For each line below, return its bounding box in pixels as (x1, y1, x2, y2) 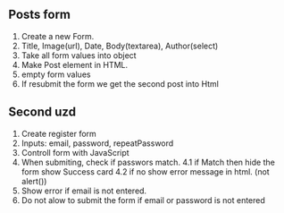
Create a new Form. (21, 30, 95, 41)
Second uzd (8, 105, 77, 120)
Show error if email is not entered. (21, 185, 147, 196)
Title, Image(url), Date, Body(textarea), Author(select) (21, 40, 219, 51)
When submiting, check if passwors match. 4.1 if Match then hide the (21, 157, 276, 167)
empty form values (21, 69, 91, 80)
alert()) (21, 175, 47, 186)
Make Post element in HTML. (21, 59, 129, 70)
